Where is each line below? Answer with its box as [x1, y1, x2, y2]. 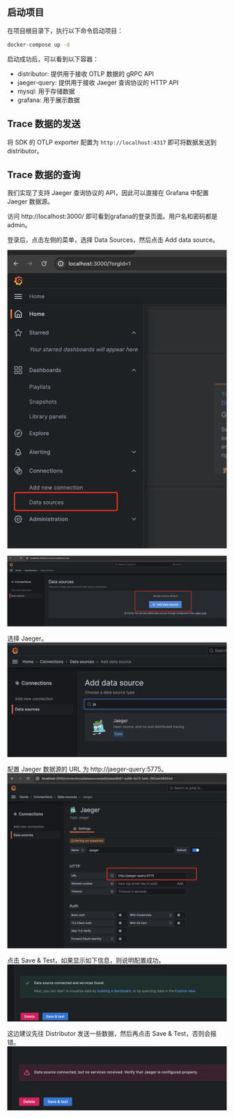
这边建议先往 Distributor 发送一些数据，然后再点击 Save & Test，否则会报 [7, 1029, 217, 1038]
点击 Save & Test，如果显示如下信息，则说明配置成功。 [7, 956, 165, 965]
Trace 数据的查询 [7, 169, 81, 181]
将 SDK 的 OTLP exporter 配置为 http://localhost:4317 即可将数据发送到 [7, 138, 217, 146]
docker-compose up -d [7, 41, 70, 48]
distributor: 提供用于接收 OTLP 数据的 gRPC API [17, 69, 155, 78]
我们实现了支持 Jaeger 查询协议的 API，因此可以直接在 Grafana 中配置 [7, 189, 209, 197]
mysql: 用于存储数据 [17, 86, 75, 95]
